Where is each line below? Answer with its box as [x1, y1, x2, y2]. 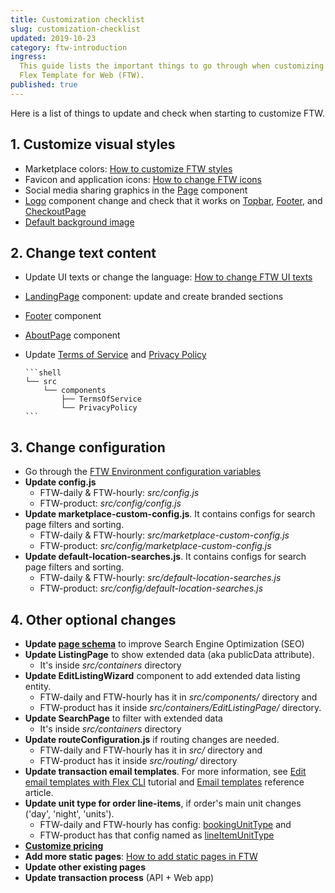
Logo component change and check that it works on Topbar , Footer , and [24, 194, 323, 206]
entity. [24, 681, 52, 692]
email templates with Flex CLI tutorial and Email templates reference [24, 776, 305, 788]
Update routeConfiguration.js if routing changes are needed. [24, 734, 280, 745]
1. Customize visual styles [10, 136, 176, 153]
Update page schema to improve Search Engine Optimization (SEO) [24, 638, 305, 650]
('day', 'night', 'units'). [24, 808, 115, 820]
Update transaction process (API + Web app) [24, 872, 214, 883]
